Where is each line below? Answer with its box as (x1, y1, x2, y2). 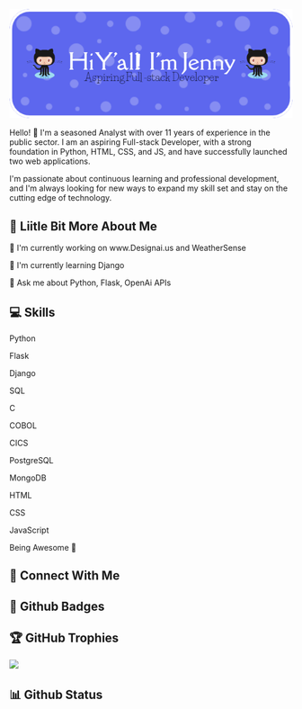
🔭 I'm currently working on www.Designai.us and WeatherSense (9, 243, 247, 254)
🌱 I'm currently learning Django (9, 260, 125, 271)
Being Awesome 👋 (9, 543, 76, 553)
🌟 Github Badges (9, 598, 105, 614)
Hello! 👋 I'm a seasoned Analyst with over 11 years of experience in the (9, 127, 271, 139)
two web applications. (9, 156, 92, 166)
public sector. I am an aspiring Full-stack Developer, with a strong (9, 137, 252, 148)
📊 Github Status (9, 687, 103, 703)
